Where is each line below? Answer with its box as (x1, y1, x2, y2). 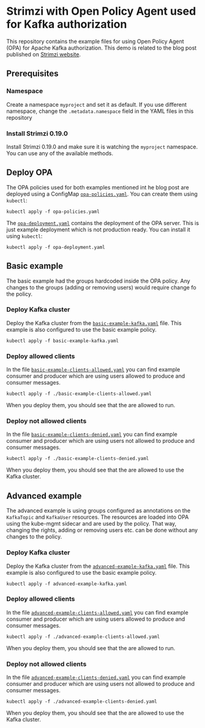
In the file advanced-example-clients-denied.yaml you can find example (6, 673, 186, 681)
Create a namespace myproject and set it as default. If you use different (6, 101, 187, 108)
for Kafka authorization (6, 17, 127, 31)
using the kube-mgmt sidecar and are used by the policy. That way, (6, 520, 177, 527)
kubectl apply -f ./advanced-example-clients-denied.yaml (6, 699, 157, 705)
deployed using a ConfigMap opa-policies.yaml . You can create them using (6, 190, 198, 197)
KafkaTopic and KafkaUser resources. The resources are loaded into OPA (6, 513, 189, 521)
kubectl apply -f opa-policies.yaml (6, 209, 100, 215)
